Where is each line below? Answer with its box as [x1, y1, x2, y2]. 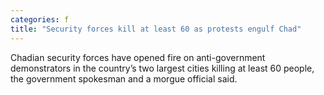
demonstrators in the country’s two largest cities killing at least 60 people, [10, 62, 315, 74]
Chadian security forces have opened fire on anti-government [10, 51, 266, 63]
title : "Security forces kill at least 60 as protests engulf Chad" [10, 24, 302, 34]
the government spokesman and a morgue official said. [10, 72, 238, 85]
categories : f [10, 14, 70, 25]
